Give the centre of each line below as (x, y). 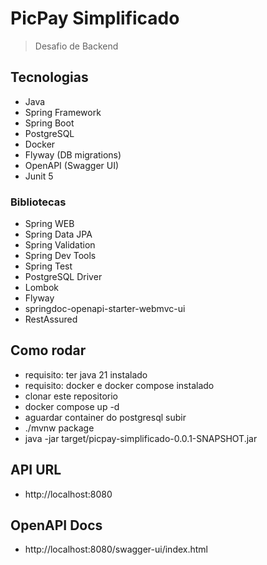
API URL (36, 470)
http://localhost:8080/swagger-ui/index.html (116, 549)
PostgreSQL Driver (63, 277)
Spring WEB (49, 224)
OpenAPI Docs (56, 525)
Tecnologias (49, 77)
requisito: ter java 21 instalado (86, 374)
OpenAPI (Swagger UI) (72, 165)
